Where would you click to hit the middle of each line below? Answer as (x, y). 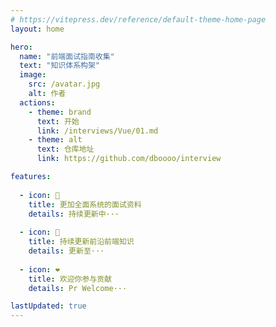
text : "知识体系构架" (59, 66)
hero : (21, 47)
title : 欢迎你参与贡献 (70, 279)
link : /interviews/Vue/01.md (97, 131)
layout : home (37, 29)
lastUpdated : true (48, 306)
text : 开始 (58, 121)
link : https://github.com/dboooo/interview (129, 159)
